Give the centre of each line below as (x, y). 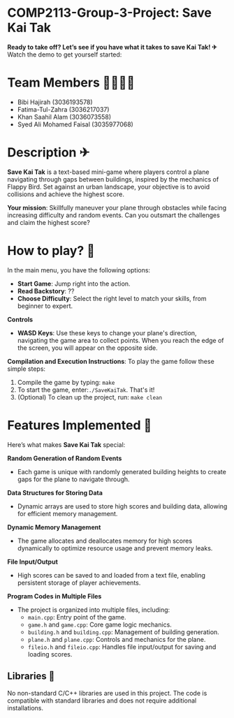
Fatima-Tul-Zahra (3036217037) (63, 109)
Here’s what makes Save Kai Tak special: (66, 444)
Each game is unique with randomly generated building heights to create (122, 471)
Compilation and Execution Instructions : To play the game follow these (111, 361)
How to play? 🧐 (51, 251)
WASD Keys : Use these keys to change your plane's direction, (107, 332)
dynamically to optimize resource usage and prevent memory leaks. (115, 548)
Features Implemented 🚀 (80, 425)
